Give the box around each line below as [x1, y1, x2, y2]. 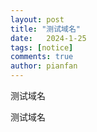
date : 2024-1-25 [10, 33, 87, 43]
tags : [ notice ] [10, 42, 74, 53]
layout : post [10, 14, 65, 25]
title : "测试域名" [10, 24, 82, 34]
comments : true [10, 52, 74, 62]
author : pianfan [10, 61, 78, 71]
